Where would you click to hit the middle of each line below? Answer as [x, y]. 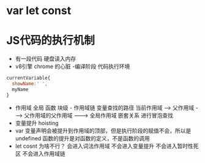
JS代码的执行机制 [50, 41]
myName [20, 89]
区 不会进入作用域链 [40, 153]
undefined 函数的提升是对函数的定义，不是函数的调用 [82, 138]
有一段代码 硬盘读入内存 [46, 59]
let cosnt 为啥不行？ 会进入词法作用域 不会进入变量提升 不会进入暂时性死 [107, 146]
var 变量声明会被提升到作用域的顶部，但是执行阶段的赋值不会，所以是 [103, 131]
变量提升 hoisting [37, 123]
